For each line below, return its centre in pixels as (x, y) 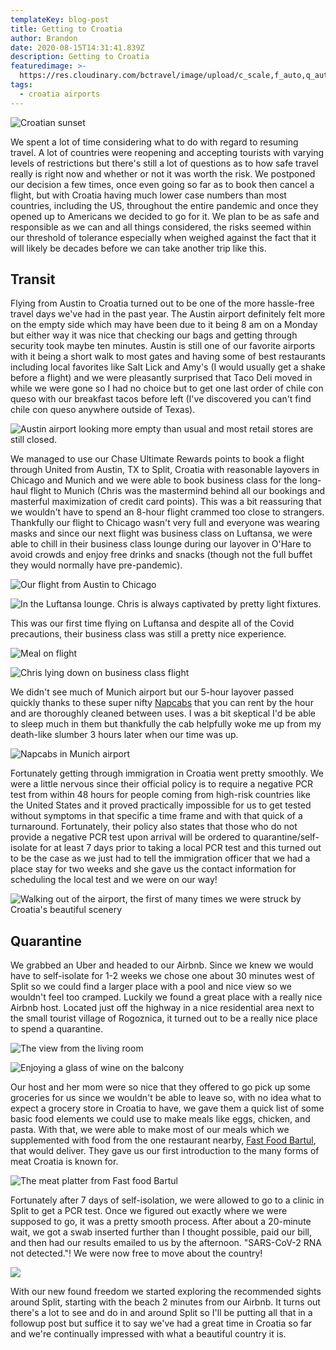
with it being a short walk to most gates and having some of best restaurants (168, 357)
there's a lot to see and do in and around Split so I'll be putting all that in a (161, 1313)
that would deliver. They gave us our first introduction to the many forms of (165, 1151)
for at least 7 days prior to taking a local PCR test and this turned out (180, 848)
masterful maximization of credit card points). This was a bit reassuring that (166, 502)
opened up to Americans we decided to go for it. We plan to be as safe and (165, 216)
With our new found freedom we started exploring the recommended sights (166, 1292)
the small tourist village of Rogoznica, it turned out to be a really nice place (164, 1018)
